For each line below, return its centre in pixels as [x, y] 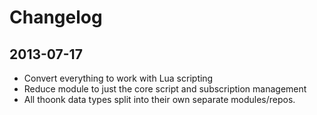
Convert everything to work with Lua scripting [118, 78]
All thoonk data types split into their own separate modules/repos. [159, 99]
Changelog [56, 17]
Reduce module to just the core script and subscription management [165, 89]
